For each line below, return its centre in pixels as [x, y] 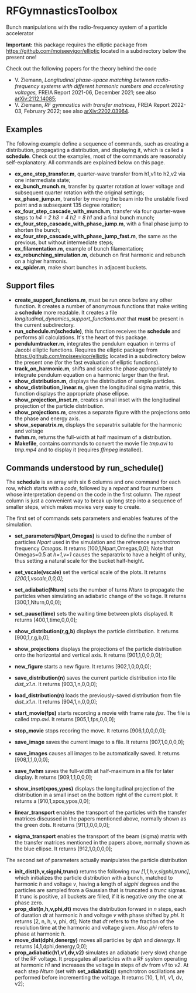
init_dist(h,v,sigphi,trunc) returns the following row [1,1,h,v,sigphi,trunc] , [102, 872]
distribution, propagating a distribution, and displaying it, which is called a [95, 150]
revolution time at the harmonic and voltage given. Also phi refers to [97, 928]
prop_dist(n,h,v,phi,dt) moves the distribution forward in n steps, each [100, 909]
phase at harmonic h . [40, 934]
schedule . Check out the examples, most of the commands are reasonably [96, 156]
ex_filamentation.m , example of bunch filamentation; [79, 248]
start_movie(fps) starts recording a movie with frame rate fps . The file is [102, 713]
